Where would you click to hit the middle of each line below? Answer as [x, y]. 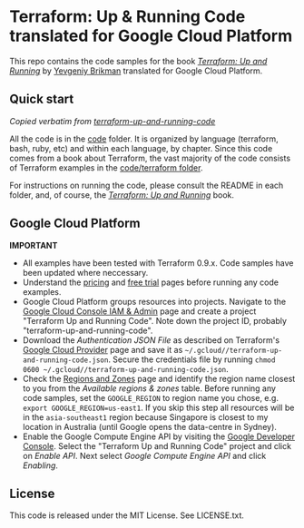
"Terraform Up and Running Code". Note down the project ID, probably [155, 320]
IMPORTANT [34, 245]
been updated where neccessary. [85, 272]
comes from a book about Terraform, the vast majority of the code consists [150, 158]
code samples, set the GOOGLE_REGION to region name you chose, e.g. [151, 397]
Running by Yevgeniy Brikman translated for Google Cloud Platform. [136, 71]
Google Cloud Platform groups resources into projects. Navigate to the [154, 301]
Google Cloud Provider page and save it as [103, 349]
